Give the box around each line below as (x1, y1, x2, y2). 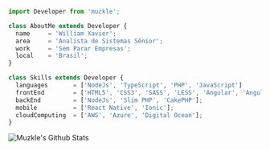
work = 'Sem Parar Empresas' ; (15, 44, 131, 52)
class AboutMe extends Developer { (8, 22, 128, 30)
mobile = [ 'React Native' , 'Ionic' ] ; (15, 103, 174, 111)
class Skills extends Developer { (8, 74, 125, 82)
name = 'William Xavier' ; (15, 29, 117, 38)
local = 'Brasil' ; (15, 52, 88, 60)
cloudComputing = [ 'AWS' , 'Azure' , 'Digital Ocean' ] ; (15, 111, 203, 120)
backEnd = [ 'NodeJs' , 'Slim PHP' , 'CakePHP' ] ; (15, 96, 203, 104)
